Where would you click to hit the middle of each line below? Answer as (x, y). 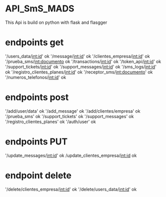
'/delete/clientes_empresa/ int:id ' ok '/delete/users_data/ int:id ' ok (71, 189)
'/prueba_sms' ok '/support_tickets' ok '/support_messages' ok (69, 116)
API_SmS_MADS (40, 9)
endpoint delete (38, 175)
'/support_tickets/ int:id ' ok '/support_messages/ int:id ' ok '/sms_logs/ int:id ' (81, 66)
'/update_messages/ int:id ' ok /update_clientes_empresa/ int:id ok (71, 155)
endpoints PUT (36, 141)
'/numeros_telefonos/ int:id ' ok (36, 77)
